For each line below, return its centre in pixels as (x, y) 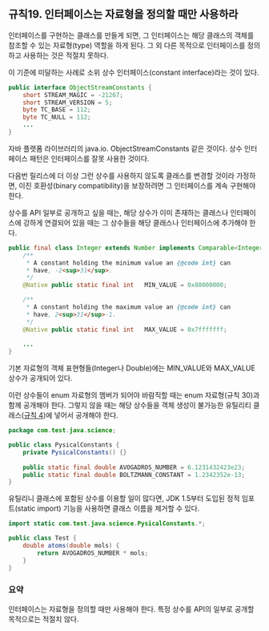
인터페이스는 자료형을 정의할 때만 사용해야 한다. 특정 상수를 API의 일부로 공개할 (131, 609)
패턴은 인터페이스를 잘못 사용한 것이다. (89, 158)
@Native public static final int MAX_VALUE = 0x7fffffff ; (125, 330)
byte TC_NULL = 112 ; (57, 117)
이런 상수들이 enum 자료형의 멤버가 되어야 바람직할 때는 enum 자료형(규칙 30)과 (134, 395)
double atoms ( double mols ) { (71, 546)
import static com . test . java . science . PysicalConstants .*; (107, 524)
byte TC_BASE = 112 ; (57, 110)
